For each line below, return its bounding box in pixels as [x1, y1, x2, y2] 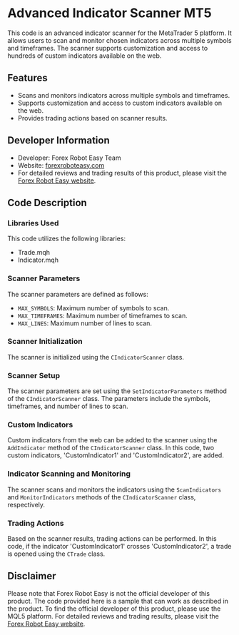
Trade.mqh [17, 248, 51, 257]
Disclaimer [7, 570, 56, 582]
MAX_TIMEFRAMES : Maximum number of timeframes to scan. [17, 311, 188, 320]
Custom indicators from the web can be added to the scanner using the [7, 436, 218, 444]
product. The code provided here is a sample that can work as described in [7, 596, 228, 605]
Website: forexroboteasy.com [17, 161, 105, 169]
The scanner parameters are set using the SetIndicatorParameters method [7, 387, 227, 395]
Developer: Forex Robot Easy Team [17, 153, 121, 162]
